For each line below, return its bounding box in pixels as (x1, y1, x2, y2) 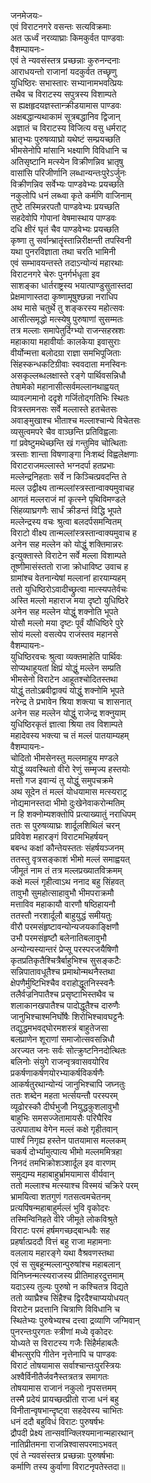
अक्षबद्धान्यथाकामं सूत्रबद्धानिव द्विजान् (10, 111, 121, 122)
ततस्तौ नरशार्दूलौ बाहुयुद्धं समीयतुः (10, 910, 113, 921)
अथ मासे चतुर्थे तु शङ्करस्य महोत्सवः (10, 302, 125, 314)
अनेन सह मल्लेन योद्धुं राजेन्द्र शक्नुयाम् (10, 707, 127, 719)
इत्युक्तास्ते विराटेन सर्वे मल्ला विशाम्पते (10, 550, 127, 561)
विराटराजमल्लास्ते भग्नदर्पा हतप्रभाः (10, 460, 115, 471)
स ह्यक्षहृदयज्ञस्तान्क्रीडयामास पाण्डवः (10, 100, 122, 111)
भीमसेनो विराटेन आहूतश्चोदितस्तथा (10, 673, 118, 685)
